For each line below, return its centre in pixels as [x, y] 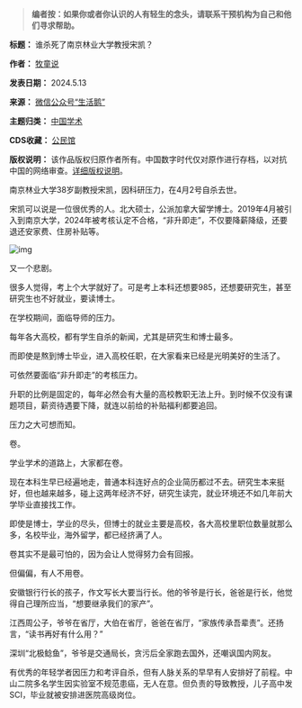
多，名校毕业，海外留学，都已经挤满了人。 [88, 535]
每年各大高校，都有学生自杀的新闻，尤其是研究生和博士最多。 [124, 336]
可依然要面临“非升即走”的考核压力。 [76, 375]
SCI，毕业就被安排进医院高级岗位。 [75, 694]
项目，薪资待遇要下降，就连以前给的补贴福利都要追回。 [119, 405]
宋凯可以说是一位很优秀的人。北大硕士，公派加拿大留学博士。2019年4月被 [147, 209]
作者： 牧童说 [34, 64]
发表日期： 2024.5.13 [48, 83]
